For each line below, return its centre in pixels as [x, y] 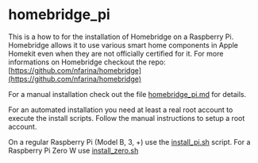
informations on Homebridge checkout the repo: [87, 62]
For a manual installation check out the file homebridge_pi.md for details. [127, 94]
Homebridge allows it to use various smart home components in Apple [123, 45]
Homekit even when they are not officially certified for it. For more [116, 53]
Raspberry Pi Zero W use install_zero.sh [73, 150]
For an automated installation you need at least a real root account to [121, 110]
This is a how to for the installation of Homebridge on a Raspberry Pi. [121, 37]
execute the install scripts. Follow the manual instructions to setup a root [127, 118]
